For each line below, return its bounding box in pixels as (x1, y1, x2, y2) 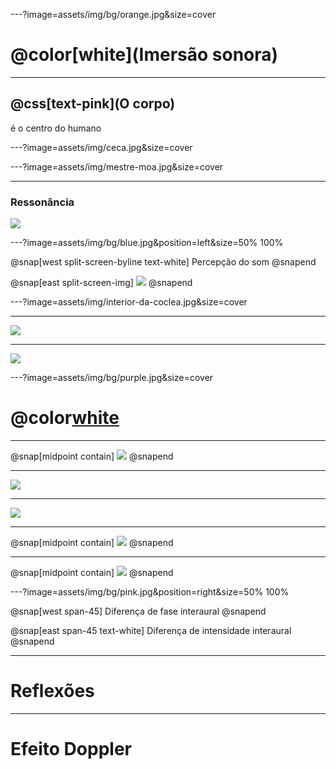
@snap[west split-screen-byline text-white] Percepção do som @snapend (10, 256, 317, 268)
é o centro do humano (10, 122, 102, 134)
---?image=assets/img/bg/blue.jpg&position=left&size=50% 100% (10, 237, 284, 249)
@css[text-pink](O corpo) (10, 95, 176, 113)
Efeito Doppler (10, 738, 132, 761)
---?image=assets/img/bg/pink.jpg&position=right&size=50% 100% (10, 585, 290, 598)
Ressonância (10, 195, 75, 209)
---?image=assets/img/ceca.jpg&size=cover (10, 141, 193, 153)
